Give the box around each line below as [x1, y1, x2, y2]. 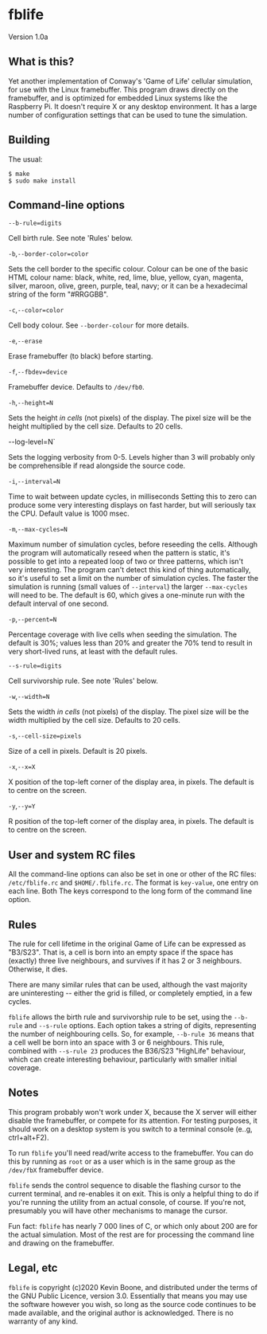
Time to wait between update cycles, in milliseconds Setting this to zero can [8, 492, 257, 501]
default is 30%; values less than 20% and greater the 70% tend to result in [8, 638, 253, 648]
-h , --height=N [8, 398, 53, 407]
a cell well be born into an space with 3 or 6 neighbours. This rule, [8, 1038, 225, 1047]
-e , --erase [8, 336, 43, 346]
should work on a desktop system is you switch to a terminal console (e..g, [8, 1124, 253, 1133]
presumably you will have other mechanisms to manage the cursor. [8, 1206, 228, 1215]
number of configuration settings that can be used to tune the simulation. [8, 110, 248, 120]
